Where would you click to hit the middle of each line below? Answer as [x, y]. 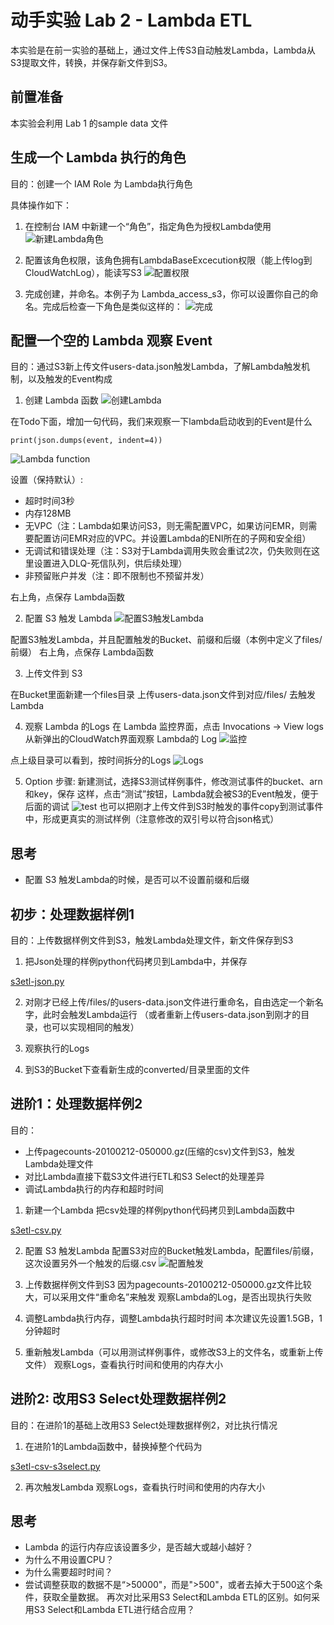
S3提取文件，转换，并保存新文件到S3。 [91, 62]
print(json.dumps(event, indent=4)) [86, 441]
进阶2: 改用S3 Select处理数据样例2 [118, 1399]
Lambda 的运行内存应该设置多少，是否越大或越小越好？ [139, 1547]
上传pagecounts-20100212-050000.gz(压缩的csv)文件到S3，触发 [160, 1151]
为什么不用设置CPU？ [69, 1560]
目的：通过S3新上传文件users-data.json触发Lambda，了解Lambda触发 [156, 367]
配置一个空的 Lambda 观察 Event [111, 340]
